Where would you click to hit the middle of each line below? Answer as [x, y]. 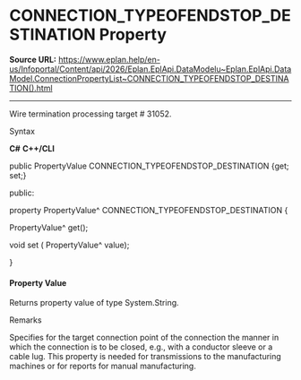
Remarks [26, 320]
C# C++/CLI [32, 148]
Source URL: [33, 59]
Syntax [22, 131]
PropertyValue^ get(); [49, 227]
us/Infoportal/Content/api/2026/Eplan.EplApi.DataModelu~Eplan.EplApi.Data [150, 69]
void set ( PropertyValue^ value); [69, 245]
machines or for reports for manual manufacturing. [103, 366]
